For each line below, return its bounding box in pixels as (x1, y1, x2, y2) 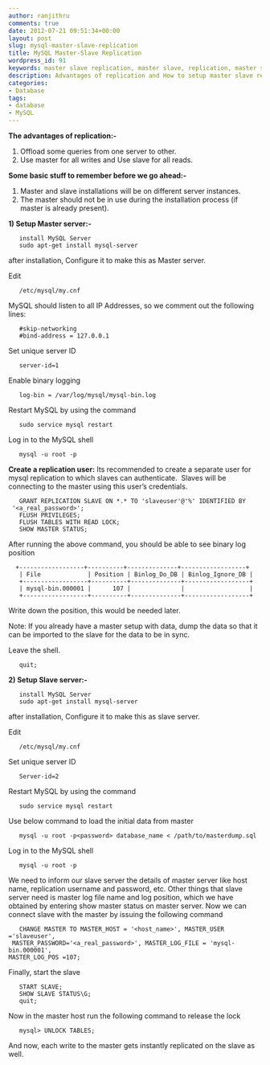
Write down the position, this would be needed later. (8, 606, 181, 615)
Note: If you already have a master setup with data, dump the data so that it (8, 621, 259, 631)
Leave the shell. (8, 645, 61, 655)
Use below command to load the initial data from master (8, 817, 194, 825)
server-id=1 (18, 362, 59, 370)
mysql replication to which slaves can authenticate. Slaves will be (8, 473, 227, 482)
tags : (8, 94, 27, 102)
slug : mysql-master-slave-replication (8, 42, 138, 50)
